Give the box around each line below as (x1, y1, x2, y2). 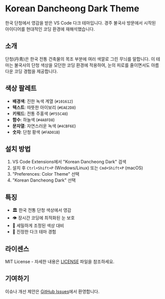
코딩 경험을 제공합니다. (14, 68, 58, 74)
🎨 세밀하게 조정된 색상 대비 (12, 223, 64, 228)
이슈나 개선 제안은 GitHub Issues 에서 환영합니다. (5, 288, 100, 294)
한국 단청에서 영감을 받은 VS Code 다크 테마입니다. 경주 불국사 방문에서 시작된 (5, 20, 156, 26)
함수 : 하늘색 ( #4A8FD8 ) (12, 116, 55, 122)
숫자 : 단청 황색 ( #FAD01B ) (12, 129, 60, 135)
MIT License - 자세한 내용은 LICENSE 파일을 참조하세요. (5, 259, 115, 264)
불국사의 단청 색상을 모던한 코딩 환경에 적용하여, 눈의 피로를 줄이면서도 (14, 62, 150, 68)
